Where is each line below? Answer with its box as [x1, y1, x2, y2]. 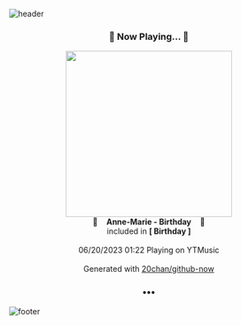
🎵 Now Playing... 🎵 [108, 30, 190, 43]
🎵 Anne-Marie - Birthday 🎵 [92, 217, 206, 228]
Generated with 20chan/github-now [83, 264, 214, 275]
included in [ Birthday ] [106, 226, 191, 236]
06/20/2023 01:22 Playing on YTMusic [78, 244, 220, 256]
